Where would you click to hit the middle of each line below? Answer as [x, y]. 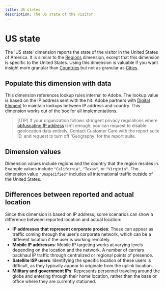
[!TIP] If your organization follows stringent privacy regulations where [87, 121]
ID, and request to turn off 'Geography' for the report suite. [77, 136]
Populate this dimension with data [58, 83]
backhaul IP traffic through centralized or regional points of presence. [83, 255]
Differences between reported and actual [69, 195]
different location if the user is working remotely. [61, 239]
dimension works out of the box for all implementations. [61, 111]
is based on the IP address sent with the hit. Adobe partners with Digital [78, 100]
